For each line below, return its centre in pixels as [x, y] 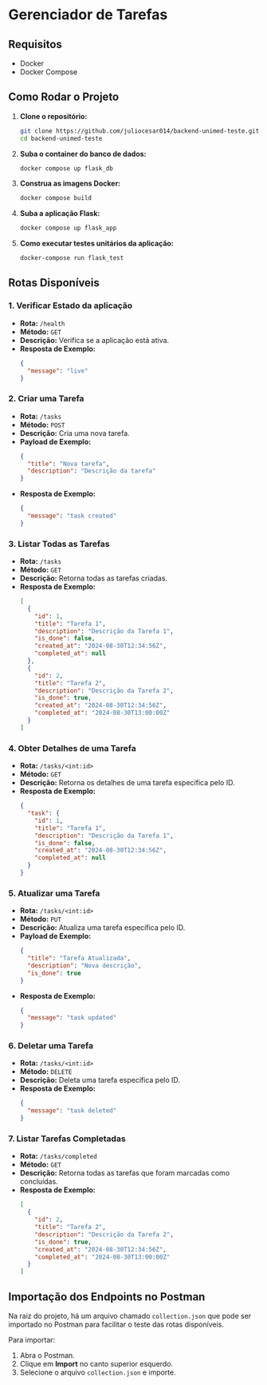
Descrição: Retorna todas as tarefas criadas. [94, 578]
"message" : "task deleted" [72, 1111]
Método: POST [42, 425]
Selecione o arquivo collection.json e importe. [98, 1372]
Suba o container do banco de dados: [83, 154]
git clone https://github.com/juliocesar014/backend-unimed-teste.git [139, 131]
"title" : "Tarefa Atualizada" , [79, 958]
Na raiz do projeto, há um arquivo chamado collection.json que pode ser [130, 1315]
